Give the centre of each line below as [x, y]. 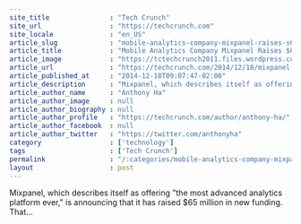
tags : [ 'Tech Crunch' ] [94, 151]
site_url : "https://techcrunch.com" [112, 26]
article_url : [62, 68]
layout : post [72, 168]
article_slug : [62, 43]
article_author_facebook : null [72, 126]
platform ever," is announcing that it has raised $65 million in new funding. [146, 202]
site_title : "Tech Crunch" [90, 17]
